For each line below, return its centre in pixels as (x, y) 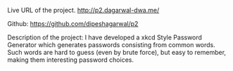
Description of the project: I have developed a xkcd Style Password (105, 37)
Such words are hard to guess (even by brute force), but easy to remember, (117, 52)
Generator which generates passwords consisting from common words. (112, 45)
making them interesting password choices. (70, 60)
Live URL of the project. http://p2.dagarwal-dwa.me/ (83, 10)
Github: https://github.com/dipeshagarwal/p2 (73, 24)
